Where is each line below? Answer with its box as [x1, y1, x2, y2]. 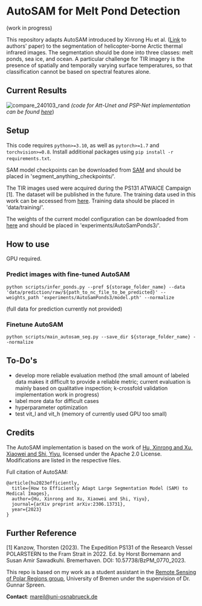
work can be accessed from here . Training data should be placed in [6, 197, 175, 204]
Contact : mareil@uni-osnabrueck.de [6, 593, 98, 601]
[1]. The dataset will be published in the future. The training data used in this [6, 190, 196, 198]
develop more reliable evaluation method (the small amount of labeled [15, 372, 189, 379]
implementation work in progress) [15, 391, 100, 398]
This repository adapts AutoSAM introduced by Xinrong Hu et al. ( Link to [6, 36, 187, 43]
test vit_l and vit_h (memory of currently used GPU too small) [15, 410, 168, 417]
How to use [6, 239, 50, 249]
